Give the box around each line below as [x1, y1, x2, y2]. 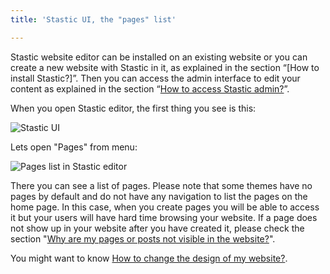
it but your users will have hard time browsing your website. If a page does [10, 211, 318, 223]
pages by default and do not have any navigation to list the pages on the [10, 190, 308, 202]
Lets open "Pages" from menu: [10, 141, 138, 153]
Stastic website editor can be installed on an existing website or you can [10, 51, 308, 63]
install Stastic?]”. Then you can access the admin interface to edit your [10, 72, 301, 84]
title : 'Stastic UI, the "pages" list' [10, 14, 177, 25]
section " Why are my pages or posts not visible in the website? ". [10, 232, 276, 245]
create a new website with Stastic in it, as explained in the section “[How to [10, 61, 320, 73]
